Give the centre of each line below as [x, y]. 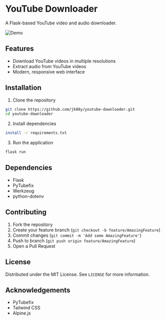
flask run [16, 152]
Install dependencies [35, 124]
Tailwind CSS [26, 308]
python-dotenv [28, 196]
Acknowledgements [38, 290]
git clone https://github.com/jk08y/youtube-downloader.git [70, 109]
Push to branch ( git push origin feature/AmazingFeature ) [74, 240]
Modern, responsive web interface [49, 72]
